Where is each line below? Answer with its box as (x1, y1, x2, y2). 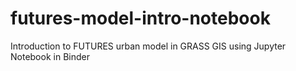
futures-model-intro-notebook (10, 7, 271, 30)
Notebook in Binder (10, 50, 90, 62)
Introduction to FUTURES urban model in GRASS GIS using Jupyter (10, 40, 287, 52)
